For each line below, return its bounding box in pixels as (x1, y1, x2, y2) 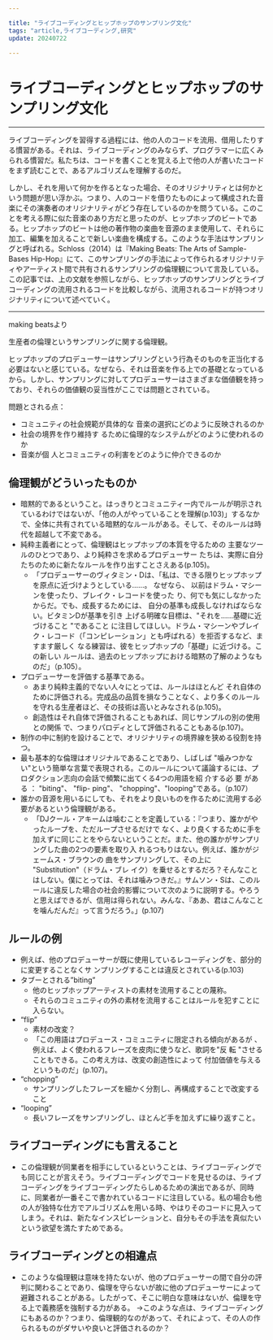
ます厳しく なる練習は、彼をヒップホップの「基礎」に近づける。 (39, 642, 256, 651)
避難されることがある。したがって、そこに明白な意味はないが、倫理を (19, 1292, 255, 1302)
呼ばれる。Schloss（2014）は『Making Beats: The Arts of (22, 244, 217, 254)
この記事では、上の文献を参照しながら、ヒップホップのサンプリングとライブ (8, 274, 265, 285)
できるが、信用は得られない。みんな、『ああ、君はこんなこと (60, 895, 264, 905)
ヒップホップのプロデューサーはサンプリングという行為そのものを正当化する (8, 355, 265, 364)
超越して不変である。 (34, 529, 106, 539)
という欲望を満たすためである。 (19, 1223, 128, 1233)
